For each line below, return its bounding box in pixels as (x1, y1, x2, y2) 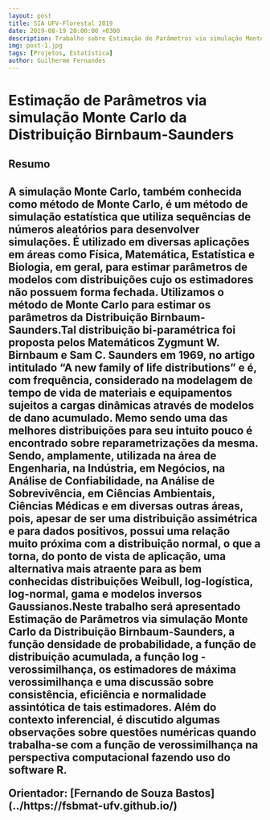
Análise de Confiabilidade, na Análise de (8, 474, 215, 488)
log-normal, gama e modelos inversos (8, 587, 202, 600)
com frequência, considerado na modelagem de (8, 373, 253, 387)
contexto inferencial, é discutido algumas (8, 713, 221, 727)
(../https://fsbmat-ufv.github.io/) (8, 798, 178, 813)
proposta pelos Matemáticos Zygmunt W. (8, 336, 220, 349)
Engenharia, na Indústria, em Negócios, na (8, 461, 226, 475)
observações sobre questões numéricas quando (8, 725, 257, 739)
